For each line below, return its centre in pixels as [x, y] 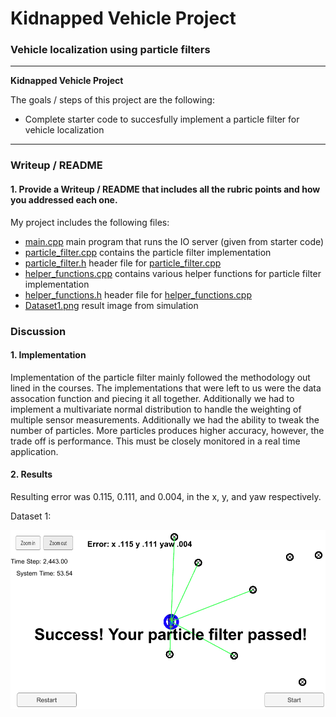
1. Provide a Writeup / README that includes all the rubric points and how [165, 189]
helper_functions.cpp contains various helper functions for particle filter [173, 273]
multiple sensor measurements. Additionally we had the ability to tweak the [165, 419]
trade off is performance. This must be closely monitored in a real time [155, 441]
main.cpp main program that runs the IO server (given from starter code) [174, 241]
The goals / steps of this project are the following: [112, 100]
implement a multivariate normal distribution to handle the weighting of [156, 409]
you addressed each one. [64, 200]
